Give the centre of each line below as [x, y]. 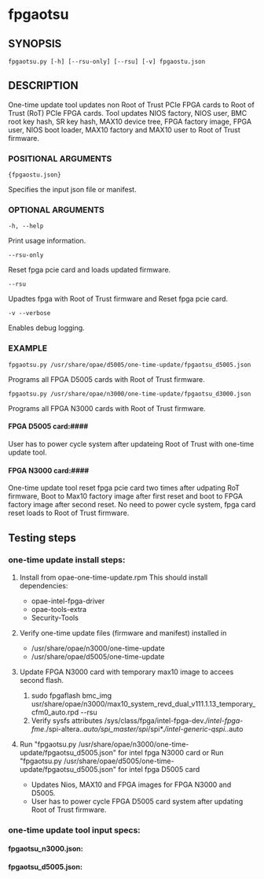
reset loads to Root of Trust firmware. [69, 513]
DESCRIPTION [43, 85]
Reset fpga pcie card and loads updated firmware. [90, 270]
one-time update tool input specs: [75, 830]
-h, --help [26, 226]
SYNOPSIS [35, 44]
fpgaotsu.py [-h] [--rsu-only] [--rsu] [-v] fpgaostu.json [107, 61]
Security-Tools [55, 618]
